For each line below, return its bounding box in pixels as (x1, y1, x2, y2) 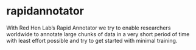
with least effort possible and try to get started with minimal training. (6, 37, 178, 44)
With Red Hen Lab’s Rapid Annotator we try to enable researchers (6, 24, 171, 31)
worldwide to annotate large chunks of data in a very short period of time (6, 30, 190, 37)
